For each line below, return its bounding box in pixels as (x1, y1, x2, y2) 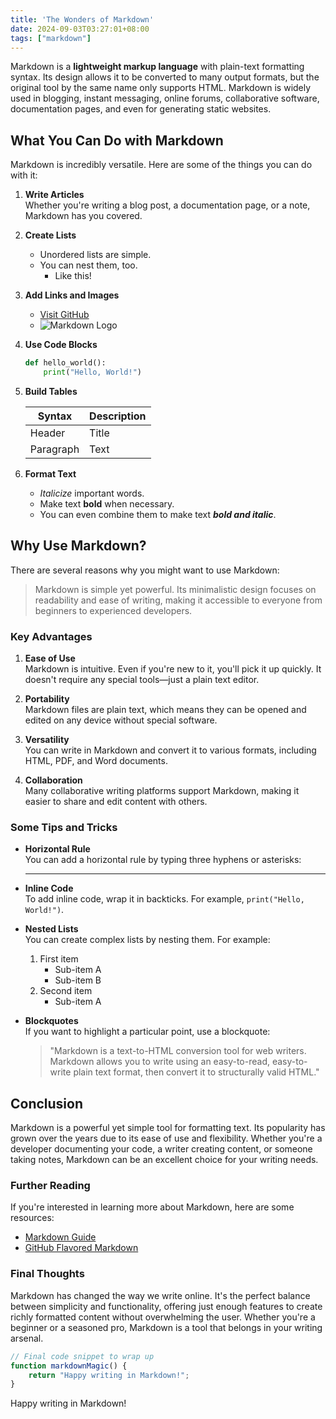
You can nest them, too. (39, 259, 138, 271)
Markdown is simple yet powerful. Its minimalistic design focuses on (34, 583, 317, 595)
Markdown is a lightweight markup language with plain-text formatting (10, 61, 305, 73)
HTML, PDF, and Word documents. (24, 755, 168, 767)
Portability (24, 693, 70, 705)
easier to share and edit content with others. (24, 796, 208, 808)
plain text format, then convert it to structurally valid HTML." (73, 1066, 320, 1078)
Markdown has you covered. (24, 210, 143, 222)
